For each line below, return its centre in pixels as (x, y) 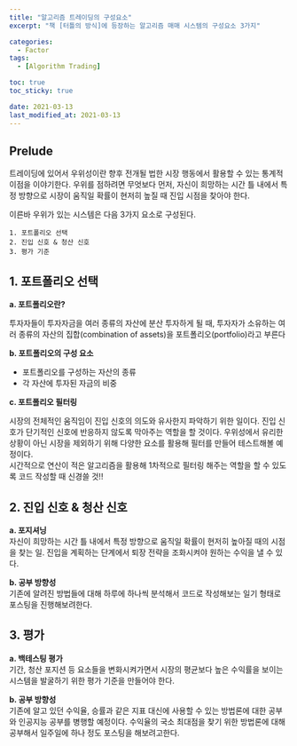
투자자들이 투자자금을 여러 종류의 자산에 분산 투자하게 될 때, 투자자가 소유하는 (143, 323)
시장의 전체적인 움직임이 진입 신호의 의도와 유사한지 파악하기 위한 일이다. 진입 (143, 421)
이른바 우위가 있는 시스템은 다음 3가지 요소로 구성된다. (103, 215)
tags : (19, 59)
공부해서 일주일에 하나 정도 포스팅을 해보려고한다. (94, 733)
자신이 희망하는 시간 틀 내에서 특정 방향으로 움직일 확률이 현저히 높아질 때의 (139, 541)
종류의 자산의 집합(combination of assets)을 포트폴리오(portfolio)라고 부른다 (152, 335)
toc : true (27, 83)
